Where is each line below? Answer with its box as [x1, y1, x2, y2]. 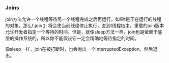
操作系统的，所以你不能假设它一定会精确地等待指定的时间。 [14, 35, 139, 42]
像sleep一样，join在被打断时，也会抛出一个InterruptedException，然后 [5, 46, 153, 52]
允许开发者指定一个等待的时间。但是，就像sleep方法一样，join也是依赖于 [5, 29, 158, 35]
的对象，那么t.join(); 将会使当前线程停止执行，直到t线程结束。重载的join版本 [5, 22, 164, 29]
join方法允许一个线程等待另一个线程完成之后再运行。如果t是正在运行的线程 [5, 16, 162, 22]
